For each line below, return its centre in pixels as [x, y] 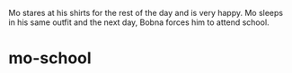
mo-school [50, 58]
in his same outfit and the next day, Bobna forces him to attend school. [139, 22]
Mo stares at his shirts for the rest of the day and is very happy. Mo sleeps [146, 13]
